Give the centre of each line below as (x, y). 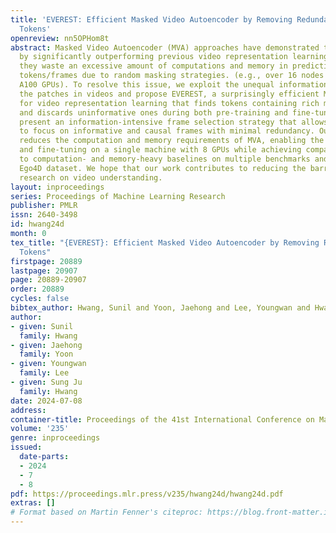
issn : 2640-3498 (44, 215)
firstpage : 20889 (46, 261)
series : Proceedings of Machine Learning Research (118, 196)
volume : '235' (40, 429)
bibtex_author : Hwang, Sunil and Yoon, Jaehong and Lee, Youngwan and (160, 308)
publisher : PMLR (44, 206)
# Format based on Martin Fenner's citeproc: (106, 512)
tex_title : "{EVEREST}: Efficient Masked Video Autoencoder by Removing (165, 242)
